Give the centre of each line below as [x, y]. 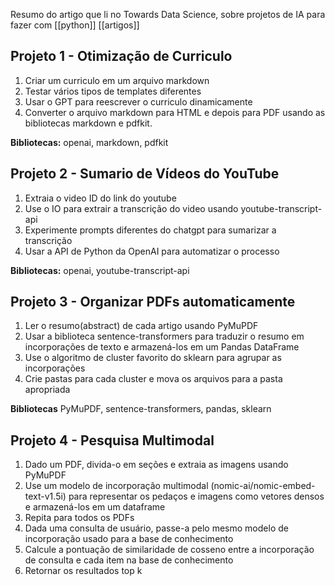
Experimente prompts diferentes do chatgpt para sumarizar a [150, 230]
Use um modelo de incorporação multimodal [116, 486]
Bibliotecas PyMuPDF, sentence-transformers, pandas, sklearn [141, 409]
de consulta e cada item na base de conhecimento [129, 560]
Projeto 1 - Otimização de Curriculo [121, 56]
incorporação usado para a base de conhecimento [129, 539]
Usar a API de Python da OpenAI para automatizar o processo [152, 251]
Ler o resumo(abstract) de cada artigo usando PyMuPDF [141, 326]
